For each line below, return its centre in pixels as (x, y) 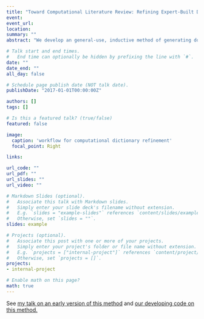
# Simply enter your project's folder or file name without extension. (102, 247)
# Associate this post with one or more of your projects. (85, 241)
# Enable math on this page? (43, 281)
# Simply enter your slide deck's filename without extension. (90, 208)
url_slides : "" (25, 180)
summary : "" (21, 35)
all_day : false (25, 74)
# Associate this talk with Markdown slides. (68, 202)
